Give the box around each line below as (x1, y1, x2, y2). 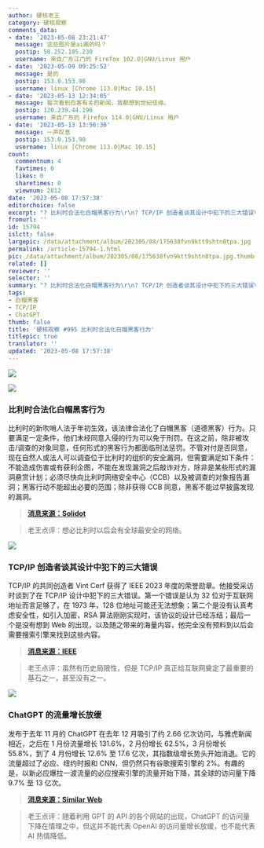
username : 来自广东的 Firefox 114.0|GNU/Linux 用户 (15, 114, 180, 122)
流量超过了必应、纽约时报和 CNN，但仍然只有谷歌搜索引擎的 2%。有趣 (8, 758, 238, 768)
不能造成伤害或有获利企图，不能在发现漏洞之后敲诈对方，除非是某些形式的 (8, 462, 249, 472)
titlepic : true (8, 333, 58, 341)
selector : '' (8, 274, 51, 283)
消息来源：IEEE (27, 647, 77, 656)
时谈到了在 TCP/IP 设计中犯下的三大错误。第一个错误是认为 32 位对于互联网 (8, 590, 254, 601)
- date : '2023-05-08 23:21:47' (8, 33, 111, 42)
